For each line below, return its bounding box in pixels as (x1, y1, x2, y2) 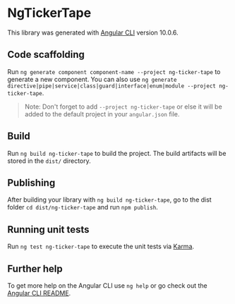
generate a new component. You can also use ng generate (7, 75, 177, 83)
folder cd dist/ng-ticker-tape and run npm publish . (7, 203, 159, 212)
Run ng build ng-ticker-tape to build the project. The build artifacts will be (7, 149, 227, 157)
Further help (7, 262, 64, 274)
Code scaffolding (7, 49, 85, 61)
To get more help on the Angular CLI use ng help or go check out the (7, 281, 207, 290)
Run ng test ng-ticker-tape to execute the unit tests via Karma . (7, 242, 195, 251)
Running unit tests (7, 224, 90, 236)
